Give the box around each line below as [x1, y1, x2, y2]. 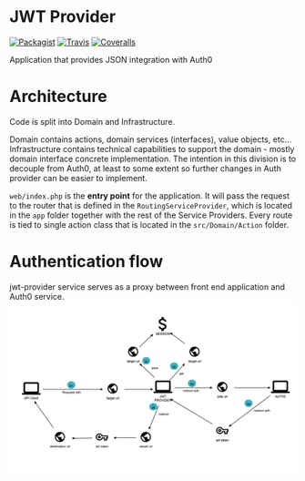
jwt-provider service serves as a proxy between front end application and [9, 281, 285, 292]
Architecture [9, 87, 107, 107]
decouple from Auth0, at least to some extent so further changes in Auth [9, 162, 282, 174]
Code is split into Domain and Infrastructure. [9, 116, 176, 127]
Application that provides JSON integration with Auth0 [9, 54, 213, 65]
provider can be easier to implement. [9, 172, 147, 183]
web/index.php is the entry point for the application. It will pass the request [9, 189, 290, 201]
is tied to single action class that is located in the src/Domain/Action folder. [9, 219, 290, 230]
